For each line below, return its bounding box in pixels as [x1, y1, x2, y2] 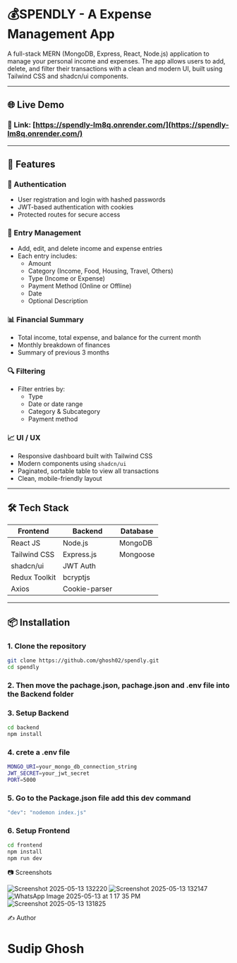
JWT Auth [62, 561, 97, 571]
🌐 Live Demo [7, 99, 65, 111]
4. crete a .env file [7, 747, 71, 757]
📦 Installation [7, 616, 71, 628]
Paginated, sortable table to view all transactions [17, 467, 159, 475]
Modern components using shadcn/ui [17, 459, 127, 467]
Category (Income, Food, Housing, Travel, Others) [28, 266, 174, 275]
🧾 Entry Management [7, 228, 81, 238]
